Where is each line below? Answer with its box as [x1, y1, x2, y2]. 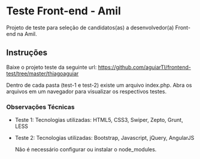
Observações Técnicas [6, 103, 75, 111]
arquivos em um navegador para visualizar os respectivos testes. [6, 88, 166, 95]
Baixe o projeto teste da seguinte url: [6, 63, 97, 71]
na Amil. [17, 30, 37, 37]
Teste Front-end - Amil [6, 4, 122, 18]
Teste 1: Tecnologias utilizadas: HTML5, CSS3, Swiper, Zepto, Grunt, [14, 117, 184, 124]
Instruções [6, 48, 48, 58]
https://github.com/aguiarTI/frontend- [98, 63, 192, 71]
